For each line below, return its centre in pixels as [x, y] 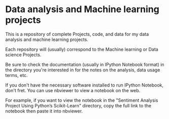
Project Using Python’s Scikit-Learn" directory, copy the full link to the [78, 105]
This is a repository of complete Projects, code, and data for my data [77, 34]
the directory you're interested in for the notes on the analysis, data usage [83, 70]
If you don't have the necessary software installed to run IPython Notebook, [84, 85]
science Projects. [23, 55]
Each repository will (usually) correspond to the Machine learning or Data [82, 49]
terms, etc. [16, 75]
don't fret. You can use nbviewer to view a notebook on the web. [73, 90]
